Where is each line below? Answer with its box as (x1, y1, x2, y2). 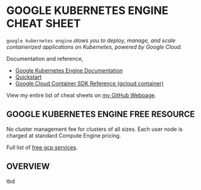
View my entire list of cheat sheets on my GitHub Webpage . (6, 91, 156, 99)
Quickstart (15, 73, 42, 80)
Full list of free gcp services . (6, 144, 78, 151)
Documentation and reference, (6, 55, 84, 62)
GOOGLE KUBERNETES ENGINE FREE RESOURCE (6, 109, 196, 119)
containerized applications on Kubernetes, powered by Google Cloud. (6, 43, 182, 51)
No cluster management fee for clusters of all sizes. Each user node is (6, 125, 183, 133)
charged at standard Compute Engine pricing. (6, 132, 121, 139)
